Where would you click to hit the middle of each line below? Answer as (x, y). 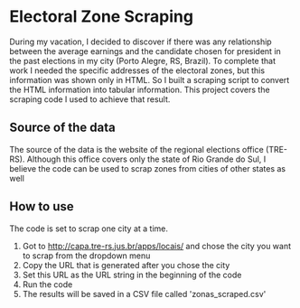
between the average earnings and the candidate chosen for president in (145, 51)
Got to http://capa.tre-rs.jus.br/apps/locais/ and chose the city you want (157, 246)
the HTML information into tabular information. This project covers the (140, 89)
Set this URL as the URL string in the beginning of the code (132, 275)
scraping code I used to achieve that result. (90, 99)
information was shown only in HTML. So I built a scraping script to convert (150, 79)
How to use (42, 206)
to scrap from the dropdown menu (86, 256)
